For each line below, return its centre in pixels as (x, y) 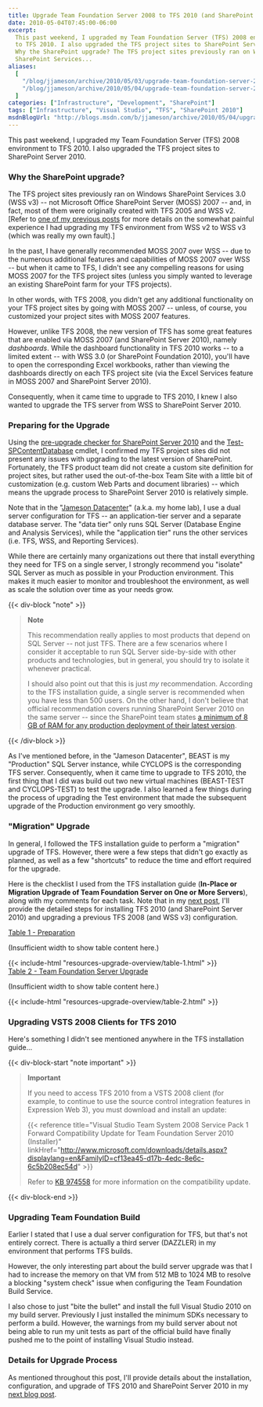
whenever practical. (59, 669)
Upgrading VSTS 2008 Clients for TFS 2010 (92, 1021)
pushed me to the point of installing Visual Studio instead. (101, 1340)
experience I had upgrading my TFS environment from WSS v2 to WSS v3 (127, 228)
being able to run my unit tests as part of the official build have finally (120, 1332)
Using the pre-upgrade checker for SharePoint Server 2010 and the (117, 442)
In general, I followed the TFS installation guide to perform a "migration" (124, 843)
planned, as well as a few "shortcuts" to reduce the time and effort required (130, 860)
